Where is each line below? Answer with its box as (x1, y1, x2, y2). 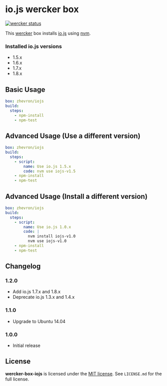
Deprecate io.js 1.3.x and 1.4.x (12, 294, 75, 300)
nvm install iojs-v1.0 (27, 234, 76, 239)
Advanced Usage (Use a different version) (5, 131, 141, 140)
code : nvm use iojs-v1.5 (23, 168, 76, 173)
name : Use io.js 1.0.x (23, 224, 71, 229)
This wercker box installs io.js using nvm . (5, 30, 91, 36)
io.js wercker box (5, 4, 79, 15)
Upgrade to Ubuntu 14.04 (12, 318, 66, 324)
